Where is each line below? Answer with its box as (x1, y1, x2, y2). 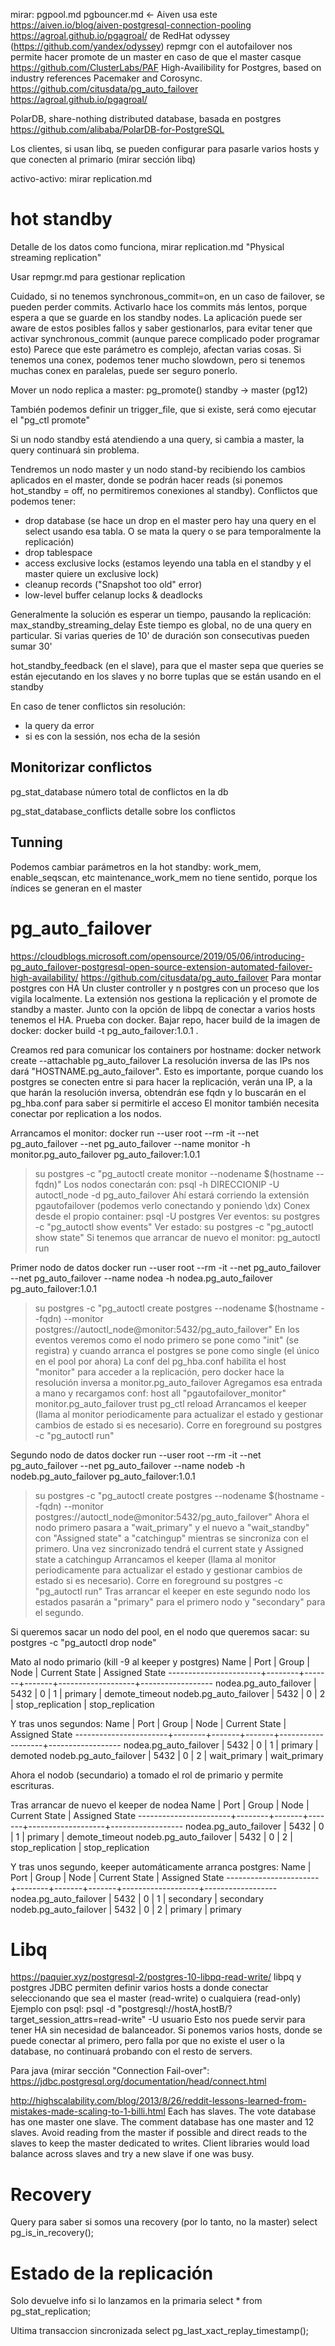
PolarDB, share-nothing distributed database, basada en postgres (10, 113, 282, 124)
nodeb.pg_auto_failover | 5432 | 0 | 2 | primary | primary (10, 1903, 242, 1915)
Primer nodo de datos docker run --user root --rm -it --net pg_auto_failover (10, 1261, 322, 1273)
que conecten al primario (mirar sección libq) (10, 154, 197, 165)
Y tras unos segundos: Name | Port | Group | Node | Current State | (10, 1717, 287, 1729)
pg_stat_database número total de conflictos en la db (10, 785, 229, 798)
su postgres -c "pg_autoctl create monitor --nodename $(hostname (34, 1167, 314, 1179)
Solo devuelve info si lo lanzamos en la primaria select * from (10, 2295, 263, 2307)
